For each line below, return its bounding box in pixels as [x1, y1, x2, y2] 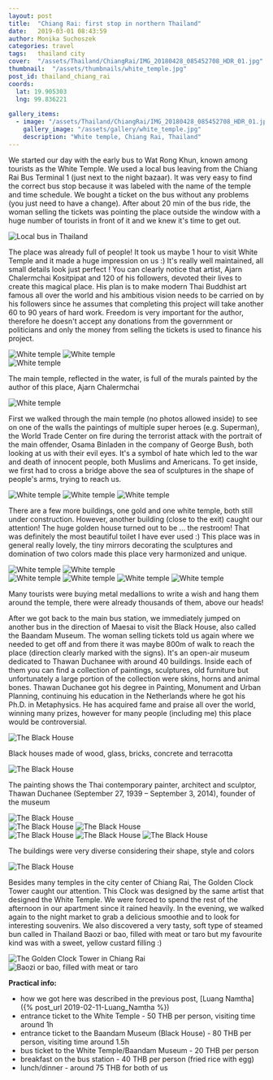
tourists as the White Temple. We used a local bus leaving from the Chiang [8, 163, 258, 173]
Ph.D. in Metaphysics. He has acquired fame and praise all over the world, [8, 700, 256, 709]
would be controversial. [8, 717, 87, 727]
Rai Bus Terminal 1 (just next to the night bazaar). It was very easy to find [8, 172, 253, 182]
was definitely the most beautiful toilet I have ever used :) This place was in [8, 531, 260, 541]
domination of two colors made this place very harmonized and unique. [8, 549, 248, 558]
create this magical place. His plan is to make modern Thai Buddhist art [8, 281, 247, 291]
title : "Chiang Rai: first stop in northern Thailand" [8, 20, 201, 28]
